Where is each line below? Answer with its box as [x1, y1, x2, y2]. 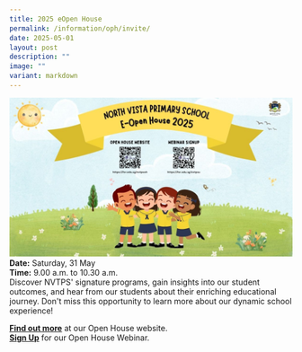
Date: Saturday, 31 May [9, 258, 96, 268]
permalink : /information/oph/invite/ [9, 23, 151, 33]
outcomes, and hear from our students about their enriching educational [9, 286, 277, 297]
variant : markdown [9, 72, 78, 81]
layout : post [9, 43, 58, 52]
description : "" [9, 52, 70, 62]
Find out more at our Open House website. [9, 323, 168, 334]
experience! [9, 305, 54, 316]
